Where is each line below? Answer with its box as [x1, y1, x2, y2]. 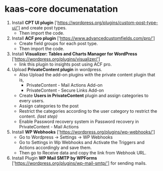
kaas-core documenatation [4, 3, 118, 15]
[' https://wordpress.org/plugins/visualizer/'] [11, 56, 100, 62]
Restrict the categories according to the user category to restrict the [19, 108, 158, 114]
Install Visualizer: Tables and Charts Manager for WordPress [11, 50, 137, 57]
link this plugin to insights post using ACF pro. [19, 61, 112, 67]
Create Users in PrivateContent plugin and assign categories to [19, 92, 149, 98]
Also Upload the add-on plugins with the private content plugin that [19, 72, 156, 77]
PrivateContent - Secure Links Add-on [26, 87, 104, 93]
